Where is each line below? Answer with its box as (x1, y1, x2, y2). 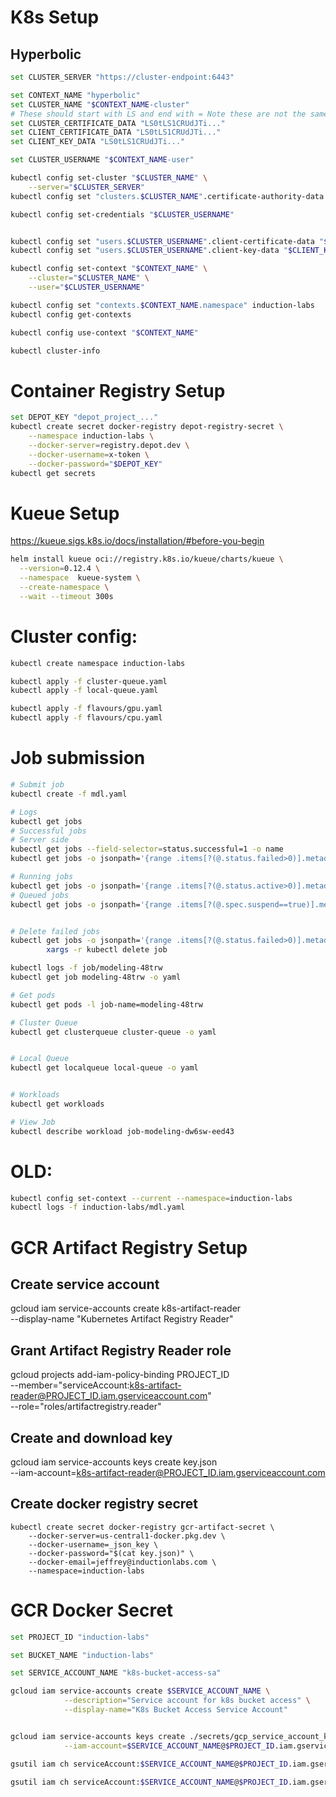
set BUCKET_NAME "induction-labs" (10, 1650, 155, 1660)
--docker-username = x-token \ (28, 449, 150, 460)
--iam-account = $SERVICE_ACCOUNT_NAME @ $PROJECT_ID (63, 1741, 275, 1751)
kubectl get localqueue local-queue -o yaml (10, 1063, 199, 1073)
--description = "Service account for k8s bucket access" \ (63, 1696, 311, 1706)
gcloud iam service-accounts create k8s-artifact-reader (10, 1302, 242, 1315)
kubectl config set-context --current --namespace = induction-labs (10, 1193, 293, 1203)
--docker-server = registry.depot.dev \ (28, 440, 190, 450)
